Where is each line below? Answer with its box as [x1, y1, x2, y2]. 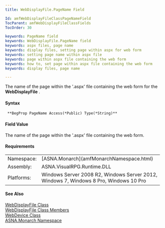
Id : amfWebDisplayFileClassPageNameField [5, 16, 91, 21]
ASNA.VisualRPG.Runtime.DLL [41, 163, 111, 170]
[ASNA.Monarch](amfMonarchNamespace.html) [41, 155, 153, 162]
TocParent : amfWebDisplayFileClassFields [5, 21, 91, 25]
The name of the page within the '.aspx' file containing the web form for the [5, 84, 158, 90]
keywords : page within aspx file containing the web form [5, 57, 126, 62]
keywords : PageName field [5, 34, 58, 39]
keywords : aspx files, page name [5, 43, 74, 48]
